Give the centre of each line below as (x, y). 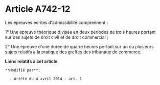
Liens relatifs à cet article (31, 61)
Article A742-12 (38, 9)
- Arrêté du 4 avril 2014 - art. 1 (46, 79)
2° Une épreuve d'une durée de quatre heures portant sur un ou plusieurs (80, 46)
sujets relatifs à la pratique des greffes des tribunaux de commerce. (73, 52)
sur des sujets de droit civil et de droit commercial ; (57, 37)
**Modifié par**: (23, 70)
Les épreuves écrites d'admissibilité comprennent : (57, 22)
